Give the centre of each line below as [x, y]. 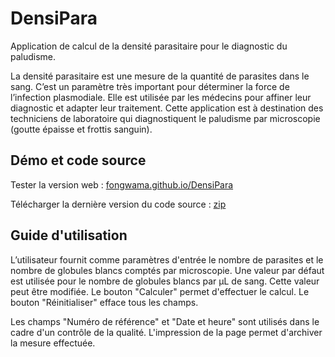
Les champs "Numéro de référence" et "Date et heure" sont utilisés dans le [165, 321]
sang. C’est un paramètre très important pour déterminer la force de [150, 86]
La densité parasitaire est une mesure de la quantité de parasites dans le [160, 76]
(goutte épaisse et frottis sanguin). [81, 129]
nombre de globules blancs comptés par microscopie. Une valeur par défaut [167, 270]
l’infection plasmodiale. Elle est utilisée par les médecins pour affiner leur [161, 97]
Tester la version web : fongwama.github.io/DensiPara [122, 184]
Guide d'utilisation [69, 235]
